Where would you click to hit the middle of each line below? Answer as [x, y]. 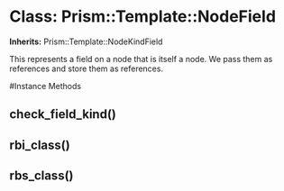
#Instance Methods [46, 86]
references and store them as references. [87, 68]
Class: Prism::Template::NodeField [143, 17]
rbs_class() [41, 176]
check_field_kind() [63, 114]
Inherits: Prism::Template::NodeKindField [86, 41]
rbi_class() [40, 145]
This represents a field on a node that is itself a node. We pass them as [141, 59]
